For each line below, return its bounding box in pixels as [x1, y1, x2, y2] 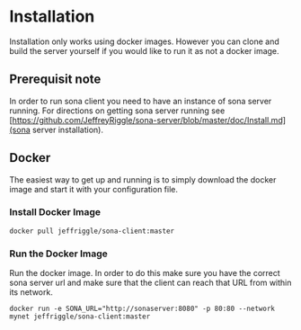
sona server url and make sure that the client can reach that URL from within [9, 277, 292, 289]
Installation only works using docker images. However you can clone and [9, 36, 280, 47]
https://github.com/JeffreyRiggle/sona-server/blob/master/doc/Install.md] [12, 114, 286, 125]
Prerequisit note [9, 72, 102, 87]
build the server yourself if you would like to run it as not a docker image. [9, 45, 280, 56]
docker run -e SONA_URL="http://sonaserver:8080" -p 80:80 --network [9, 304, 276, 314]
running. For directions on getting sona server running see [9, 105, 226, 116]
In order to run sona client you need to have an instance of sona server [9, 95, 272, 106]
